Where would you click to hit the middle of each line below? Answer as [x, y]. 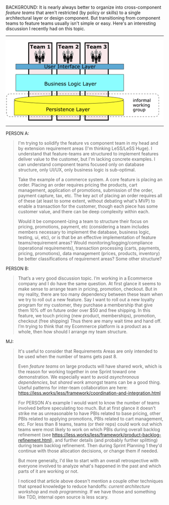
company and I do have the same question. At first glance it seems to [90, 283]
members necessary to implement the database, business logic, [84, 232]
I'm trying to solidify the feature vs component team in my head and [88, 143]
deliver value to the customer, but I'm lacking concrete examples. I [87, 159]
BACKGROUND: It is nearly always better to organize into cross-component [83, 7]
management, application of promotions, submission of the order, [86, 190]
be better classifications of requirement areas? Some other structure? [90, 259]
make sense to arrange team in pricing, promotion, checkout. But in [88, 289]
